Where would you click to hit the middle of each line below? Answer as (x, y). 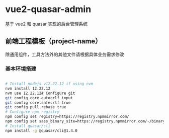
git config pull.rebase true (36, 107)
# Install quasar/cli (28, 126)
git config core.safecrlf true (38, 102)
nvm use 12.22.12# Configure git (40, 93)
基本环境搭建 (21, 68)
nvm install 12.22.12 (28, 88)
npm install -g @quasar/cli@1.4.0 (41, 130)
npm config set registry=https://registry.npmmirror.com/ (67, 117)
